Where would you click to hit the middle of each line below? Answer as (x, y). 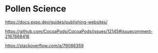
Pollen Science (36, 9)
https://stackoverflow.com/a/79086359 (44, 45)
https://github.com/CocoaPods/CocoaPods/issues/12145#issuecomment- (79, 31)
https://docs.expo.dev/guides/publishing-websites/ (56, 22)
